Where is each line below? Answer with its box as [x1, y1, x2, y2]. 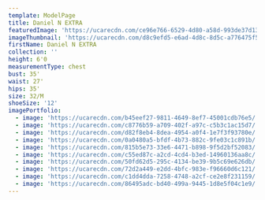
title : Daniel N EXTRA [8, 19, 83, 27]
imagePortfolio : [8, 107, 62, 115]
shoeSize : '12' [8, 99, 58, 107]
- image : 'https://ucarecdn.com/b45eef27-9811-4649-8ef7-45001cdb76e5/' [15, 114, 259, 122]
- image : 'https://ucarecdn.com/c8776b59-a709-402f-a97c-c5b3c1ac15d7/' [15, 121, 259, 129]
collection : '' [8, 48, 58, 56]
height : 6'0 [8, 56, 47, 64]
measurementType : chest [8, 63, 87, 71]
